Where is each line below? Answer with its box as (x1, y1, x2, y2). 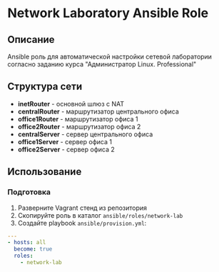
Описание (7, 34, 55, 46)
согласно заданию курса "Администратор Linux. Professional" (7, 60, 197, 69)
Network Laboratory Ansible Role (7, 5, 209, 21)
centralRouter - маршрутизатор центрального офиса (17, 107, 180, 116)
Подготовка (7, 187, 51, 197)
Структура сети (7, 81, 83, 93)
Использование (7, 166, 82, 178)
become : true (14, 246, 53, 253)
